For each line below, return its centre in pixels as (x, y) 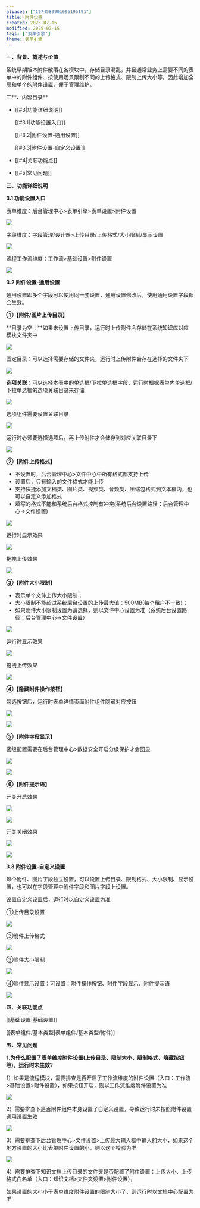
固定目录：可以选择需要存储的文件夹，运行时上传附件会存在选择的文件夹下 (97, 359)
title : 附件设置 (24, 17)
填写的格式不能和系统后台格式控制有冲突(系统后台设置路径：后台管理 (99, 504)
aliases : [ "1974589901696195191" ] (49, 12)
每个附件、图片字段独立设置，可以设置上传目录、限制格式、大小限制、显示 (97, 879)
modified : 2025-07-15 (33, 28)
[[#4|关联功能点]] (36, 160)
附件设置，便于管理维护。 (63, 84)
